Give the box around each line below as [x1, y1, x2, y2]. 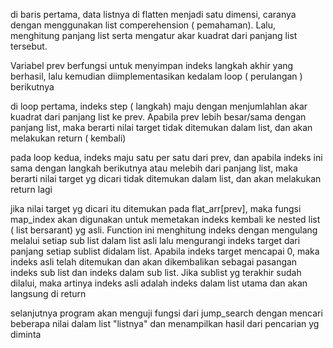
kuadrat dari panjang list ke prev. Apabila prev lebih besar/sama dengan [10, 111, 307, 123]
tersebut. [10, 40, 48, 52]
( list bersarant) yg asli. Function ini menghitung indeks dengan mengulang [10, 224, 318, 236]
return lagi [10, 184, 53, 195]
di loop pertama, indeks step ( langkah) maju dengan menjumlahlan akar [10, 100, 308, 112]
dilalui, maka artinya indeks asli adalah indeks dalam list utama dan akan [10, 277, 308, 289]
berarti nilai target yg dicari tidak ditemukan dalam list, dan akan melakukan [10, 173, 322, 184]
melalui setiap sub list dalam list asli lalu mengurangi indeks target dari [10, 235, 301, 246]
